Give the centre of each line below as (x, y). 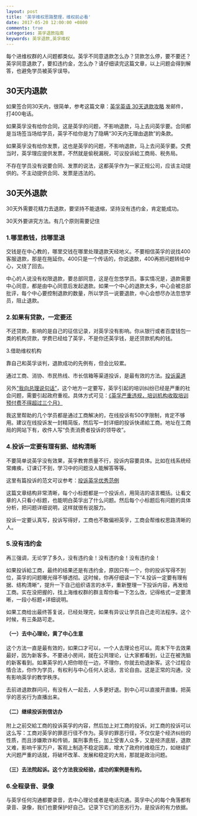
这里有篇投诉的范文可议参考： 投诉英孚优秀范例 (62, 480)
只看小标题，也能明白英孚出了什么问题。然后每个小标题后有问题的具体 (106, 500)
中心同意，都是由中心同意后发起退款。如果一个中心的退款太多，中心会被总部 (98, 285)
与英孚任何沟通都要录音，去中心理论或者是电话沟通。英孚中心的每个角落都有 (98, 800)
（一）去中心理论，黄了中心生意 (45, 634)
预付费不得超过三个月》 (34, 403)
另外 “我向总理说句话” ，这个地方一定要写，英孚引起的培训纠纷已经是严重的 (96, 388)
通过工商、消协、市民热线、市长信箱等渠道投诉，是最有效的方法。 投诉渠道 (96, 376)
